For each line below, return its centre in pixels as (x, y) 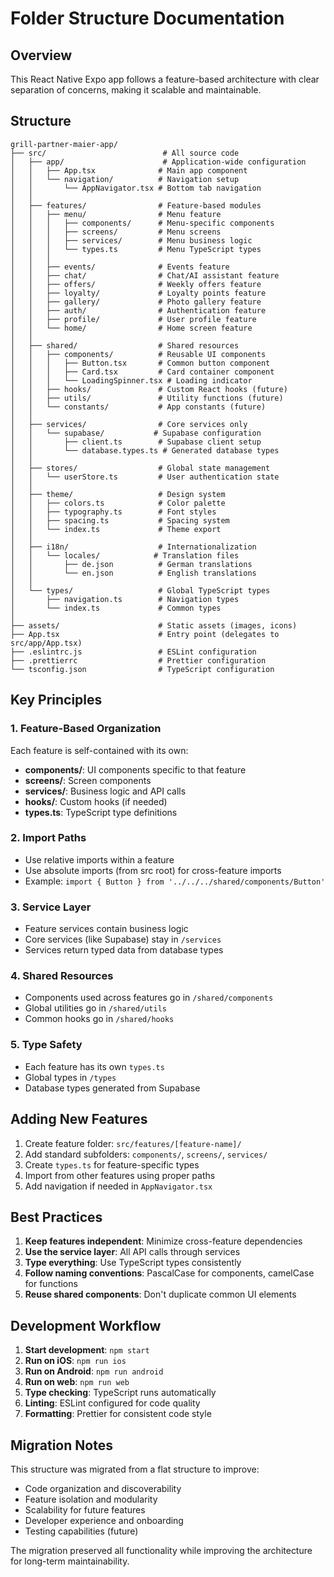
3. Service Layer (51, 907)
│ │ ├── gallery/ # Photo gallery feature (136, 302)
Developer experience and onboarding (104, 1520)
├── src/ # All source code (125, 153)
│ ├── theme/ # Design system (118, 494)
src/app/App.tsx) (46, 643)
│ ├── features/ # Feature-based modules (136, 205)
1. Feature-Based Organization (86, 729)
